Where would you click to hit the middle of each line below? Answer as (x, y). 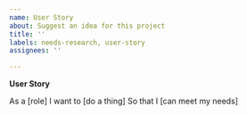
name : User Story (41, 17)
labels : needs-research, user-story (77, 42)
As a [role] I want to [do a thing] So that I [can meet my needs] (124, 101)
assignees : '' (36, 51)
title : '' (28, 34)
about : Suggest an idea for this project (87, 26)
